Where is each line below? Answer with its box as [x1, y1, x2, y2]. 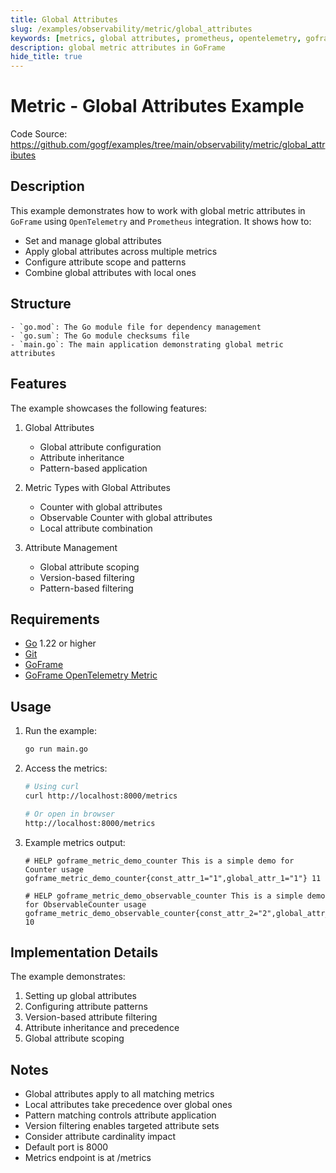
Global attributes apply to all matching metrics [24, 1088, 215, 1100]
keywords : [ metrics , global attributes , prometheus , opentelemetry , [10, 33, 302, 43]
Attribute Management [24, 541, 118, 553]
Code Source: [10, 128, 68, 140]
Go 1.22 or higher [24, 637, 97, 650]
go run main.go [24, 744, 89, 755]
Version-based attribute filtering [24, 1011, 158, 1023]
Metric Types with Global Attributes [24, 481, 171, 493]
